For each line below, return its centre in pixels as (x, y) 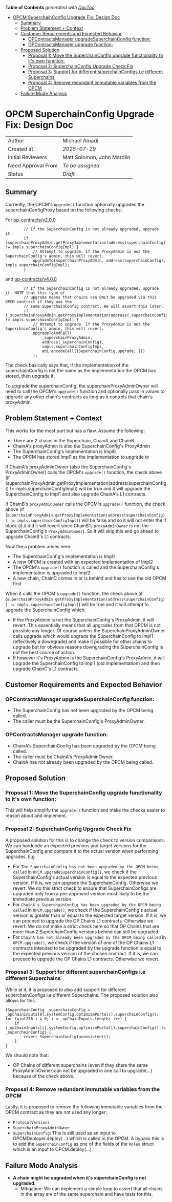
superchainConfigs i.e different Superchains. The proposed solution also (82, 995)
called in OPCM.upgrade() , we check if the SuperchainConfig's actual (85, 910)
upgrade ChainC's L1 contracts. (46, 669)
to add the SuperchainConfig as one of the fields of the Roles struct (83, 1144)
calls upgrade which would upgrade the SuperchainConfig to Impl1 (83, 636)
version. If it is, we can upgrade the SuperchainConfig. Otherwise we (85, 883)
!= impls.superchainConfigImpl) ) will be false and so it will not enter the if (88, 520)
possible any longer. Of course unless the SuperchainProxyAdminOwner (89, 630)
